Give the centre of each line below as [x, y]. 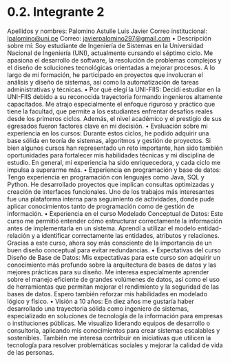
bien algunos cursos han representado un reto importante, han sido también [115, 148]
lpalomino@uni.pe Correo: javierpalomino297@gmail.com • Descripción [109, 38]
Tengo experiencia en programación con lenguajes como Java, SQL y [106, 177]
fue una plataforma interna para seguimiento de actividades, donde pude [111, 199]
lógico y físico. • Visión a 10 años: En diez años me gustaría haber [101, 301]
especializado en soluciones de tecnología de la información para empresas [115, 316]
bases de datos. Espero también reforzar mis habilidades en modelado [107, 294]
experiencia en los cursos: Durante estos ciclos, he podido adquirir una [108, 133]
